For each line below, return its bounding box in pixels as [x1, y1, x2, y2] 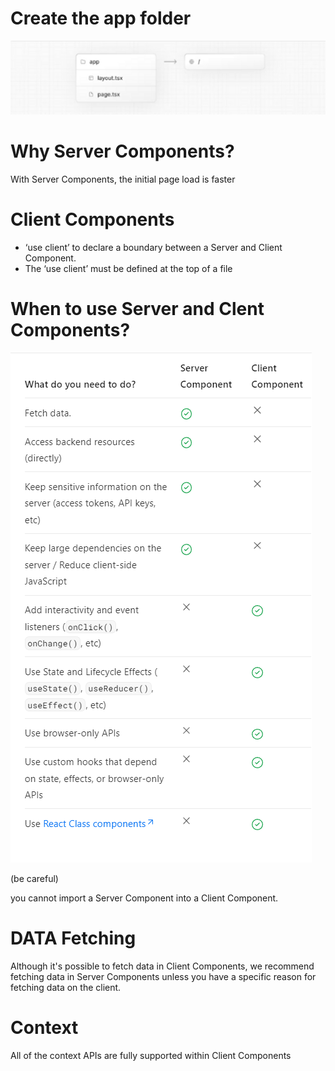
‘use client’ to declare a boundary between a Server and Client [24, 241, 283, 253]
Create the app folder [10, 7, 192, 30]
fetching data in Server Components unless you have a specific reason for [10, 970, 317, 982]
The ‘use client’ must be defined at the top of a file [24, 262, 233, 274]
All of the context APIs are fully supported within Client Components [10, 1049, 292, 1061]
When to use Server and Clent [10, 298, 265, 321]
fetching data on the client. [10, 981, 122, 993]
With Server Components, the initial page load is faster [10, 173, 236, 185]
